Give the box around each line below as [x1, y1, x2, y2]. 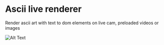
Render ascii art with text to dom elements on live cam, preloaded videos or [5, 20, 159, 26]
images [5, 25, 20, 31]
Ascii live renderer [5, 3, 82, 15]
